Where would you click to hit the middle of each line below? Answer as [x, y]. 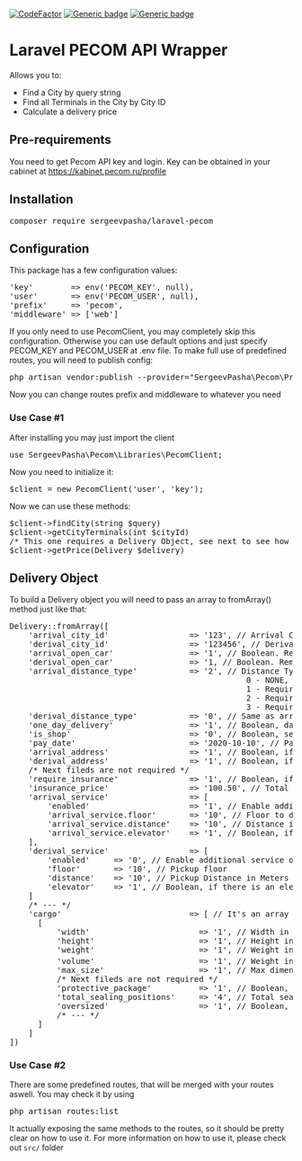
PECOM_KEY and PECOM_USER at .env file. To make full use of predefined [148, 351]
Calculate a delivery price [70, 112]
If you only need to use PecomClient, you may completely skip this [133, 332]
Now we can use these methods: [70, 506]
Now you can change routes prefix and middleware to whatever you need [145, 395]
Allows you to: [36, 75]
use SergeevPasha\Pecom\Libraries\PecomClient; [116, 455]
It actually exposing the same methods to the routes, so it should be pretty [147, 1129]
